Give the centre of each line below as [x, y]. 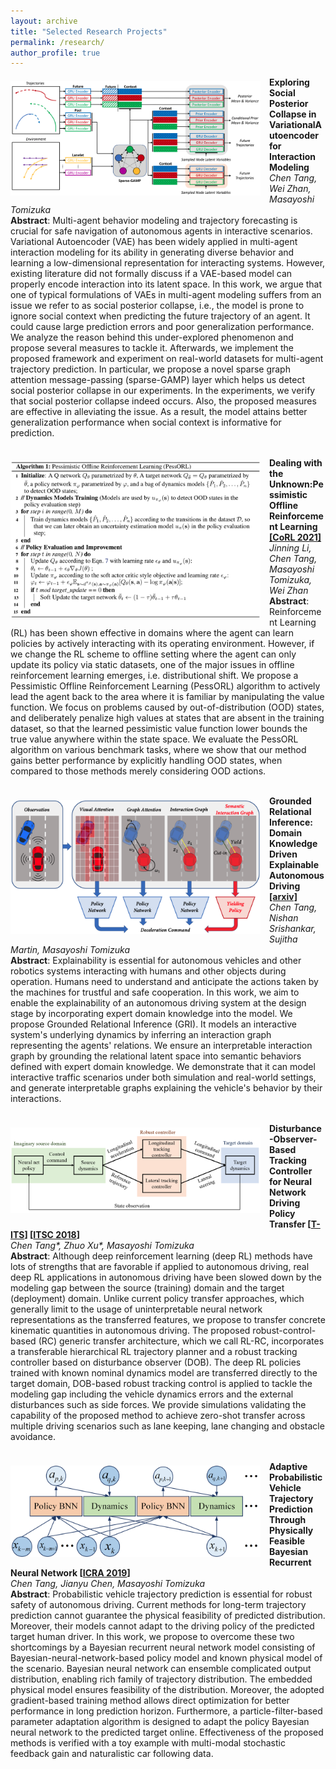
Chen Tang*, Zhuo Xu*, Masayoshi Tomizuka [102, 1246]
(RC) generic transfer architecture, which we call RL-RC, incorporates [181, 1341]
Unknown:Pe [296, 484]
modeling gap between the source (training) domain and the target [147, 1288]
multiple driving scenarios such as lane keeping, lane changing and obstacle [167, 1426]
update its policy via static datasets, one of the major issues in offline [152, 665]
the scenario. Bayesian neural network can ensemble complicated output [161, 1669]
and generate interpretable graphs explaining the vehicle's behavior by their [166, 1088]
